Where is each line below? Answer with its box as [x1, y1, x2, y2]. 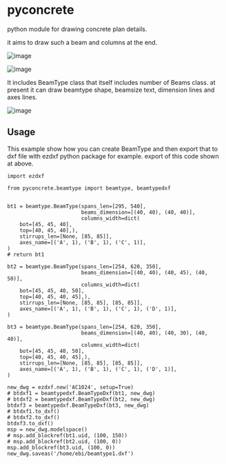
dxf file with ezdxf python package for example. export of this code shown [7, 152, 219, 160]
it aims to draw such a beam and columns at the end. [7, 38, 158, 46]
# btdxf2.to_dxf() [7, 414, 60, 421]
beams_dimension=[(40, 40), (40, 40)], [81, 209, 196, 216]
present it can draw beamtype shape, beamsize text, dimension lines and [7, 85, 215, 94]
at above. [7, 159, 34, 168]
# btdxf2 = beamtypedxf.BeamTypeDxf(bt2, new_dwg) [7, 396, 156, 403]
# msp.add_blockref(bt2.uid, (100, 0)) [7, 438, 122, 445]
